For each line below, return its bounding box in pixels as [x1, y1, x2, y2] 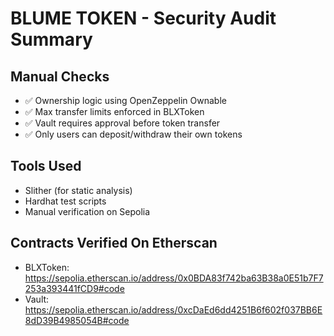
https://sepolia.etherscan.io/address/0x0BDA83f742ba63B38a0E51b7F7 [24, 272, 324, 284]
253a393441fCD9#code [24, 282, 125, 294]
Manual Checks [10, 68, 110, 85]
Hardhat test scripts [24, 195, 107, 207]
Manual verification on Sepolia [24, 205, 151, 217]
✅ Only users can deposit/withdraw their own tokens [24, 128, 243, 140]
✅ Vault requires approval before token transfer [24, 117, 221, 129]
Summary [10, 28, 93, 51]
